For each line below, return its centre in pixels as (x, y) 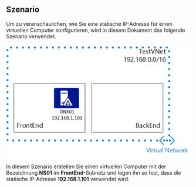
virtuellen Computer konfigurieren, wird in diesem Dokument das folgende (96, 30)
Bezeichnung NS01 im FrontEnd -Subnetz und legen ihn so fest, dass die (94, 173)
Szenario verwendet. (31, 36)
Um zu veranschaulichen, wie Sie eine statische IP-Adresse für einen (89, 24)
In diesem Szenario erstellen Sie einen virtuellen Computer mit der (86, 166)
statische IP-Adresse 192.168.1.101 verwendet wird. (68, 179)
